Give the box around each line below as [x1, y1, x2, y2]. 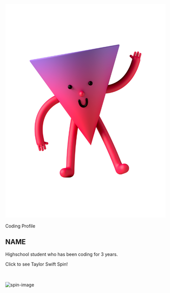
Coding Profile [5, 223, 36, 229]
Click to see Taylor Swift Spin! [5, 261, 68, 267]
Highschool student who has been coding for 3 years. [5, 251, 118, 257]
